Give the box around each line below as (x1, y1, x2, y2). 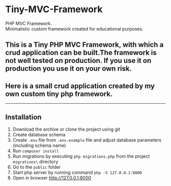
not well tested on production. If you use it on (5, 56, 152, 65)
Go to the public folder (12, 164, 61, 170)
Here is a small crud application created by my (5, 81, 155, 90)
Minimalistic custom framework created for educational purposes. (5, 25, 144, 32)
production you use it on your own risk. (5, 65, 132, 73)
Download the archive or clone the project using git (12, 126, 121, 132)
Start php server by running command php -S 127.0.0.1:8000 (12, 169, 142, 175)
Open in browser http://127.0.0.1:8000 (12, 174, 92, 181)
